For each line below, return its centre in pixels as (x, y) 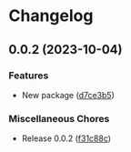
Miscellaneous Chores (59, 118)
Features (29, 76)
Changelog (51, 16)
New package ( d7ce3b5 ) (68, 95)
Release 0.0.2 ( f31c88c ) (66, 138)
